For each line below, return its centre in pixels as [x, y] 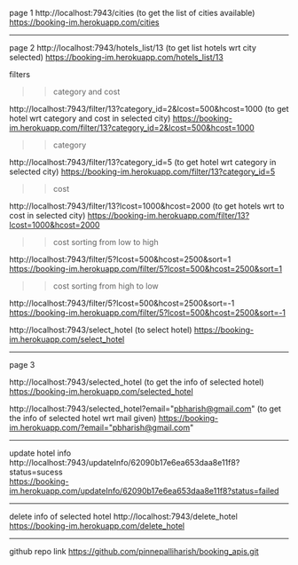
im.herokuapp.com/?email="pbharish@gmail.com [100, 427]
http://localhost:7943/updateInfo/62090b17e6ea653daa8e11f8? [125, 462]
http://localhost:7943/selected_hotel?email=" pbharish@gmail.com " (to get [145, 409]
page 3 [22, 365]
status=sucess [36, 472]
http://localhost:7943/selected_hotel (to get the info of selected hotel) [137, 382]
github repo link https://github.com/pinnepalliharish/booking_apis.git [134, 551]
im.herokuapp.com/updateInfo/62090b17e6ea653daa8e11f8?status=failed [144, 491]
